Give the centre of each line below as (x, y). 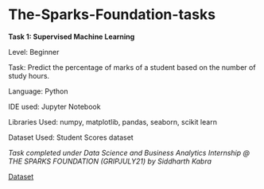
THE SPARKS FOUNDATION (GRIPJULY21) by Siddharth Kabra (110, 161)
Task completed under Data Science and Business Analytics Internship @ (129, 152)
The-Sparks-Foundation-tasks (112, 15)
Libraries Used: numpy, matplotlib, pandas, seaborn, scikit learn (113, 121)
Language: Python (39, 91)
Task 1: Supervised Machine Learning (72, 37)
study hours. (29, 75)
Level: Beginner (34, 52)
